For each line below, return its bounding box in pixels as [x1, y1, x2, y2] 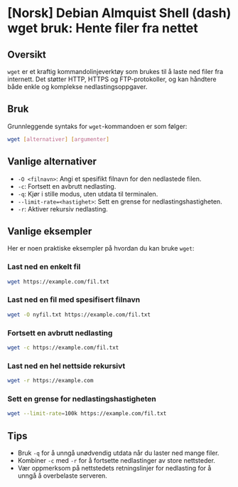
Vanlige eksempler [7, 225, 92, 237]
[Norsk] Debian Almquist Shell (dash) [7, 5, 232, 21]
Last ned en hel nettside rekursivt [7, 361, 126, 371]
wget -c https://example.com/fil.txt [7, 344, 119, 351]
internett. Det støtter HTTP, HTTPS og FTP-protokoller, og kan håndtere [7, 75, 217, 83]
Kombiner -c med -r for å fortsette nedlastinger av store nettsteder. [17, 456, 215, 464]
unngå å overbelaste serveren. [17, 471, 108, 480]
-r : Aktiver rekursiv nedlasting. [17, 204, 108, 213]
